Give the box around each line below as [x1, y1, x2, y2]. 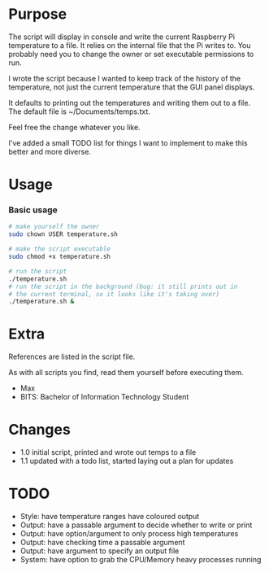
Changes [8, 421, 71, 439]
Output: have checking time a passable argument [20, 538, 185, 548]
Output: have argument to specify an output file [20, 546, 180, 556]
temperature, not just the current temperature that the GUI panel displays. [8, 82, 255, 92]
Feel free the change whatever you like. [8, 122, 141, 132]
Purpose [8, 5, 67, 24]
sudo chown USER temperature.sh [8, 230, 118, 238]
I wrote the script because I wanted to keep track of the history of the [8, 73, 241, 83]
